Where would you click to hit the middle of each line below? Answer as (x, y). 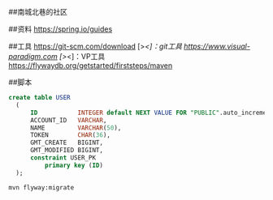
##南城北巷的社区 (38, 12)
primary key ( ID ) (74, 165)
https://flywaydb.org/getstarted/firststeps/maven (91, 66)
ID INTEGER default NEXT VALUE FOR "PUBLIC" (125, 113)
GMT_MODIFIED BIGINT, (67, 151)
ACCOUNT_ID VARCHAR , (68, 120)
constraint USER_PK (63, 158)
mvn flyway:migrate (41, 187)
